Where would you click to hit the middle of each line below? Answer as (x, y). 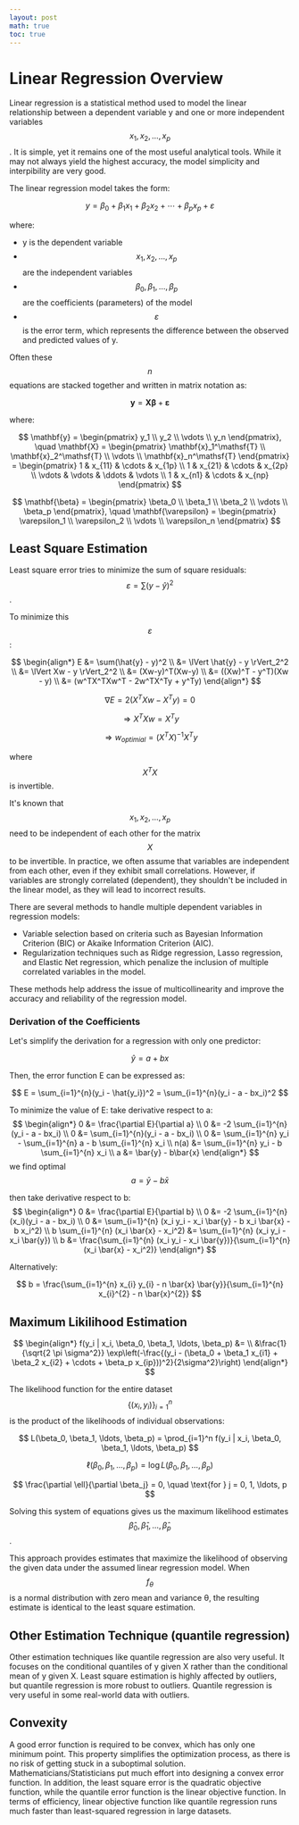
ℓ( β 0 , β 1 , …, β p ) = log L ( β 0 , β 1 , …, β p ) (150, 1466)
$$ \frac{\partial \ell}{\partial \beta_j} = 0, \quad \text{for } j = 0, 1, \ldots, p (150, 1484)
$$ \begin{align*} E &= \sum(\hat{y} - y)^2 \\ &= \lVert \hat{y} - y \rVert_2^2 (150, 662)
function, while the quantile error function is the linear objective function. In (148, 1792)
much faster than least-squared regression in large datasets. (120, 1811)
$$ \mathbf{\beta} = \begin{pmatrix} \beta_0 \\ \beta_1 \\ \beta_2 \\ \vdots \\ (150, 502)
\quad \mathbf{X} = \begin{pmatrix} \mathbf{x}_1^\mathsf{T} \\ (150, 446)
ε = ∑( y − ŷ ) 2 (150, 584)
